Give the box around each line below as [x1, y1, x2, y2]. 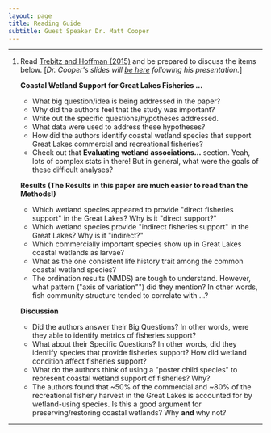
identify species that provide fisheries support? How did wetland [31, 348, 248, 358]
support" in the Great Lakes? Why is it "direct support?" [31, 213, 218, 223]
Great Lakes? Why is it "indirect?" [31, 231, 144, 241]
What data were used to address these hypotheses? [31, 122, 206, 132]
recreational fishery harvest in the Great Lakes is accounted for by [31, 391, 252, 401]
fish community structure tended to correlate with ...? [31, 291, 209, 301]
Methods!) [19, 189, 56, 199]
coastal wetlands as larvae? [31, 248, 125, 258]
